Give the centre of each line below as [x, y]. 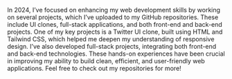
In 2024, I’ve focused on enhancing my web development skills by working [114, 10]
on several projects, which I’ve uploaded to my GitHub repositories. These [113, 17]
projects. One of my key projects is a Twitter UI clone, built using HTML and [115, 32]
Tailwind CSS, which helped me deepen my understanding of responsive [111, 39]
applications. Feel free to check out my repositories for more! [94, 68]
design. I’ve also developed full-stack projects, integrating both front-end [112, 46]
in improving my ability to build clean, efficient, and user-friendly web [106, 61]
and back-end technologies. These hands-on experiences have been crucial [116, 54]
